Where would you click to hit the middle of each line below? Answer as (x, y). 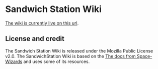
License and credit (35, 39)
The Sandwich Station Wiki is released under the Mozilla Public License (79, 50)
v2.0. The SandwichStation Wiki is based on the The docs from (70, 56)
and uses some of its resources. (57, 61)
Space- (144, 56)
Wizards (14, 61)
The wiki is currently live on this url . (42, 23)
